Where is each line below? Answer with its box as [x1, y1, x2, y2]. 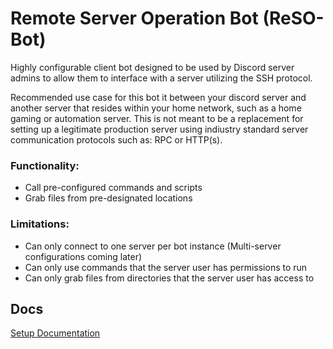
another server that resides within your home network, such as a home [10, 102, 302, 114]
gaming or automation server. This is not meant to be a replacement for [10, 112, 304, 124]
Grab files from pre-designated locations [24, 192, 193, 204]
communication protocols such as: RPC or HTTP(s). [10, 133, 223, 146]
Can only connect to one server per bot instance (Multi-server [24, 240, 282, 252]
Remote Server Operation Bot [10, 7, 259, 30]
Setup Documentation [10, 327, 101, 339]
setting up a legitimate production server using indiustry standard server [10, 123, 309, 135]
